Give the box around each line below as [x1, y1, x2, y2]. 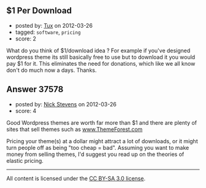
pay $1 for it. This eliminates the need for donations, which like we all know [6, 60, 196, 67]
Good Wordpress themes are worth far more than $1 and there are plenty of [6, 119, 197, 126]
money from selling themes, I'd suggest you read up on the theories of [6, 151, 185, 158]
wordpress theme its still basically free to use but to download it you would [6, 53, 196, 61]
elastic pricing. [6, 157, 44, 164]
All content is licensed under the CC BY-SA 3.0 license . [6, 174, 146, 182]
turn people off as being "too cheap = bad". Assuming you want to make [6, 144, 189, 151]
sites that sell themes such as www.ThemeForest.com [6, 125, 143, 133]
